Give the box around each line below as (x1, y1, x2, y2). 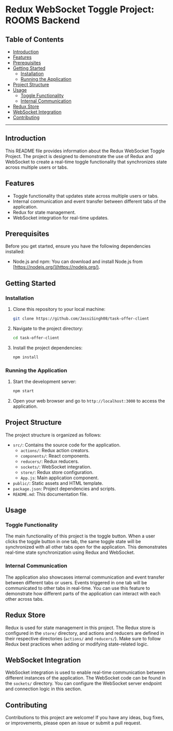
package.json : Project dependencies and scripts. (12, 485, 116, 492)
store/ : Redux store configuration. (20, 469, 94, 475)
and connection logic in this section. (5, 686, 82, 692)
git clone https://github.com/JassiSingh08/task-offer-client (12, 316, 149, 321)
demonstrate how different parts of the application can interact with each (5, 590, 161, 597)
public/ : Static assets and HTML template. (12, 480, 103, 486)
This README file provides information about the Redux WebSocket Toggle (5, 148, 165, 154)
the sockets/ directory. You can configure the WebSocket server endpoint (5, 681, 162, 687)
